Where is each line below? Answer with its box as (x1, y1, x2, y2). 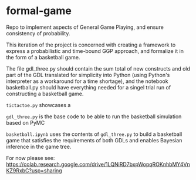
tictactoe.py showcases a (6, 101, 71, 108)
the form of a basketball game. (6, 54, 80, 61)
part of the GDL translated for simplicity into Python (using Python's (6, 71, 170, 78)
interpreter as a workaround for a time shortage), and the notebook (6, 78, 168, 85)
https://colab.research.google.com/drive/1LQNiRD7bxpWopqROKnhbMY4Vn (6, 161, 190, 168)
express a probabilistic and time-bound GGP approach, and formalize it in (6, 47, 184, 54)
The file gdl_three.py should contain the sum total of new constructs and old (6, 65, 191, 72)
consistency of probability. (6, 29, 70, 36)
